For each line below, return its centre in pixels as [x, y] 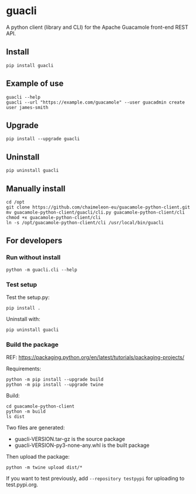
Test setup [21, 284]
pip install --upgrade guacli [43, 139]
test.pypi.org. [22, 485]
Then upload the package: [38, 457]
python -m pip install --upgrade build [55, 380]
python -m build [26, 412]
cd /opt [16, 202]
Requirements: [23, 369]
